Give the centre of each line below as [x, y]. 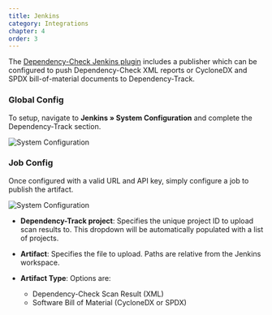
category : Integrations [49, 24]
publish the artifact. [41, 189]
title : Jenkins [34, 16]
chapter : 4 [27, 31]
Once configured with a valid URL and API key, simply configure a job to [129, 180]
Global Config [36, 100]
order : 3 [23, 39]
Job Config [31, 163]
